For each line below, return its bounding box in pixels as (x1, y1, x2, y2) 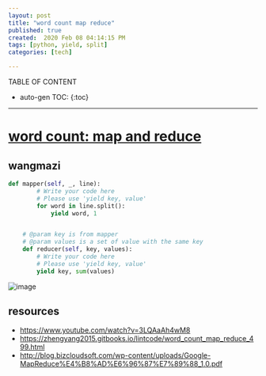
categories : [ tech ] (8, 48, 73, 56)
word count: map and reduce (8, 127, 202, 146)
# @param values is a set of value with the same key (22, 238, 203, 246)
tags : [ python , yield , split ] (8, 41, 108, 49)
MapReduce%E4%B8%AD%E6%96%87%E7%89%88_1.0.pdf (19, 359, 223, 369)
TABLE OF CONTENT (8, 77, 78, 86)
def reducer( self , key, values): (22, 245, 133, 253)
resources (8, 305, 59, 318)
